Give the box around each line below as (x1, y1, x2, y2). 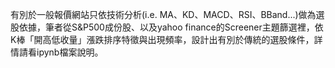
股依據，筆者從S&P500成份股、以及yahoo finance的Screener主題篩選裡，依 (10, 21, 324, 33)
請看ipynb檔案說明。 (18, 46, 104, 58)
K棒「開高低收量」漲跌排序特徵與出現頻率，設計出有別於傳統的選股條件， (10, 34, 315, 45)
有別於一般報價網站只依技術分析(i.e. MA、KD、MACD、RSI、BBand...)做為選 (10, 9, 325, 20)
